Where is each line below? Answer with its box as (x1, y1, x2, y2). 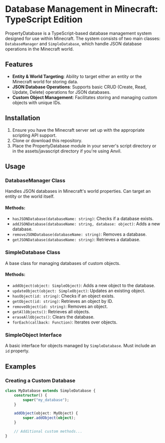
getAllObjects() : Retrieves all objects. (12, 308, 90, 314)
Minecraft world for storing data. (12, 78, 78, 84)
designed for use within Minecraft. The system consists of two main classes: (5, 36, 161, 41)
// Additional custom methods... (14, 429, 83, 434)
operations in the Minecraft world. (5, 46, 74, 52)
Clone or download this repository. (12, 137, 83, 144)
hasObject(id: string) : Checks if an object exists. (12, 293, 115, 299)
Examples (5, 362, 36, 370)
